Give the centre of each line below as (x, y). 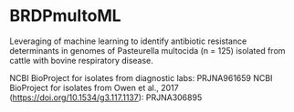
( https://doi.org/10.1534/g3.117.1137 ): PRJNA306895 (106, 97)
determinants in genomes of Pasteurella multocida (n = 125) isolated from (147, 50)
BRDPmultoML (65, 16)
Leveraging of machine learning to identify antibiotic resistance (128, 41)
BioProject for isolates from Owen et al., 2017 (94, 87)
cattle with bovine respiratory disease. (81, 60)
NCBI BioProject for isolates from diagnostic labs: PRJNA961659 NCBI (141, 77)
